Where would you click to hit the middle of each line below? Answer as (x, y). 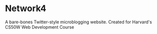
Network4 (26, 8)
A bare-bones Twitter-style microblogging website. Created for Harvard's (78, 22)
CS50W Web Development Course (40, 27)
